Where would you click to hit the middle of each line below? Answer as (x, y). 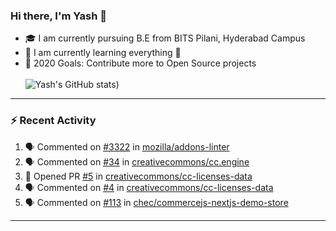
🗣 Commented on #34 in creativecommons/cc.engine (137, 161)
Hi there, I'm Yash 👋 (59, 16)
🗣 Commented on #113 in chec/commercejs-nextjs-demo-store (156, 202)
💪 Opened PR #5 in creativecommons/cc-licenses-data (138, 176)
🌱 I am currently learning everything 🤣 (103, 53)
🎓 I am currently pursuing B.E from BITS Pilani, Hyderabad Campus (165, 38)
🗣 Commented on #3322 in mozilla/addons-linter (127, 146)
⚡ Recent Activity (53, 121)
